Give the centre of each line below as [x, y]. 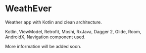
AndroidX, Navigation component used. [45, 37]
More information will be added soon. [43, 46]
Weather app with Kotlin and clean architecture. [54, 22]
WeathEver [28, 9]
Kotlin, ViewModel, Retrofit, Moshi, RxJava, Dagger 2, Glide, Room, [73, 31]
